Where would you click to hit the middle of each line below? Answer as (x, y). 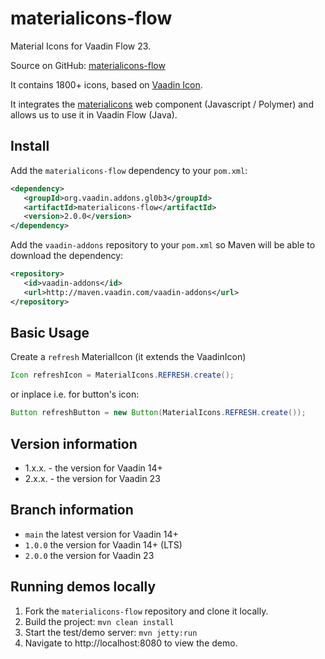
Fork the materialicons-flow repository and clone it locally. (146, 611)
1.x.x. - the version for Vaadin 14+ (93, 468)
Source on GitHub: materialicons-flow (88, 65)
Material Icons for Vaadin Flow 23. (81, 46)
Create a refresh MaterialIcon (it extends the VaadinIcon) (128, 357)
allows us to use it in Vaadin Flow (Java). (94, 114)
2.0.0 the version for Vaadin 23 (89, 555)
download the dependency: (67, 256)
